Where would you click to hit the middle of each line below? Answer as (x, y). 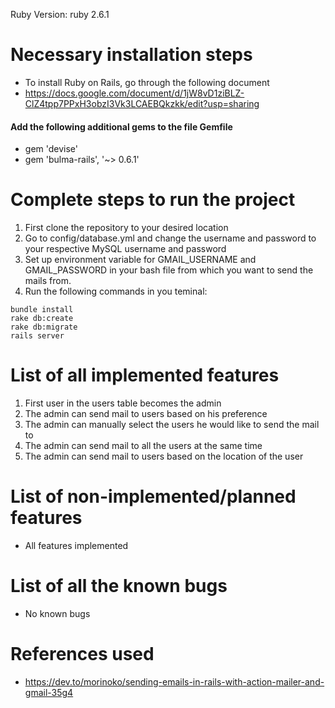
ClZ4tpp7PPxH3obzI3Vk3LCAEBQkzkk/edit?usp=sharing (142, 103)
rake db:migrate (44, 327)
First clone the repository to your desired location (126, 228)
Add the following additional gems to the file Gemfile (121, 126)
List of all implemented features (145, 375)
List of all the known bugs (119, 586)
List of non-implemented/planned (153, 496)
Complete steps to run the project (153, 200)
